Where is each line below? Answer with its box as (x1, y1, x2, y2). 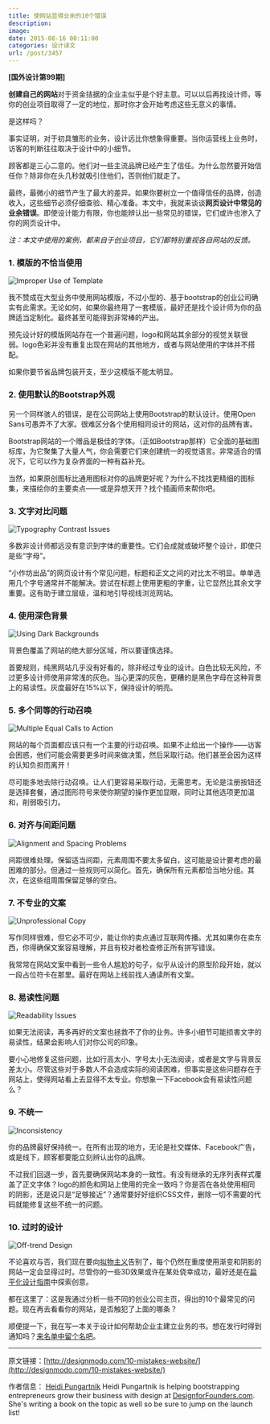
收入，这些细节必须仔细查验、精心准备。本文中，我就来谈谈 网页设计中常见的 (8, 198, 262, 208)
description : (8, 19, 52, 27)
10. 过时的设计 (8, 1221, 63, 1233)
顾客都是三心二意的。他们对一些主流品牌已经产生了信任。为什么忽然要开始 (8, 161, 255, 170)
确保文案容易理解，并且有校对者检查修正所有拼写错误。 (35, 943, 219, 953)
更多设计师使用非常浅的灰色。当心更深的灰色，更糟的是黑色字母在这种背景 (14, 673, 262, 682)
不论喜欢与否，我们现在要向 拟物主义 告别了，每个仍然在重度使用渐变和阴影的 (8, 1257, 262, 1266)
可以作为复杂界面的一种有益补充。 (35, 456, 149, 466)
